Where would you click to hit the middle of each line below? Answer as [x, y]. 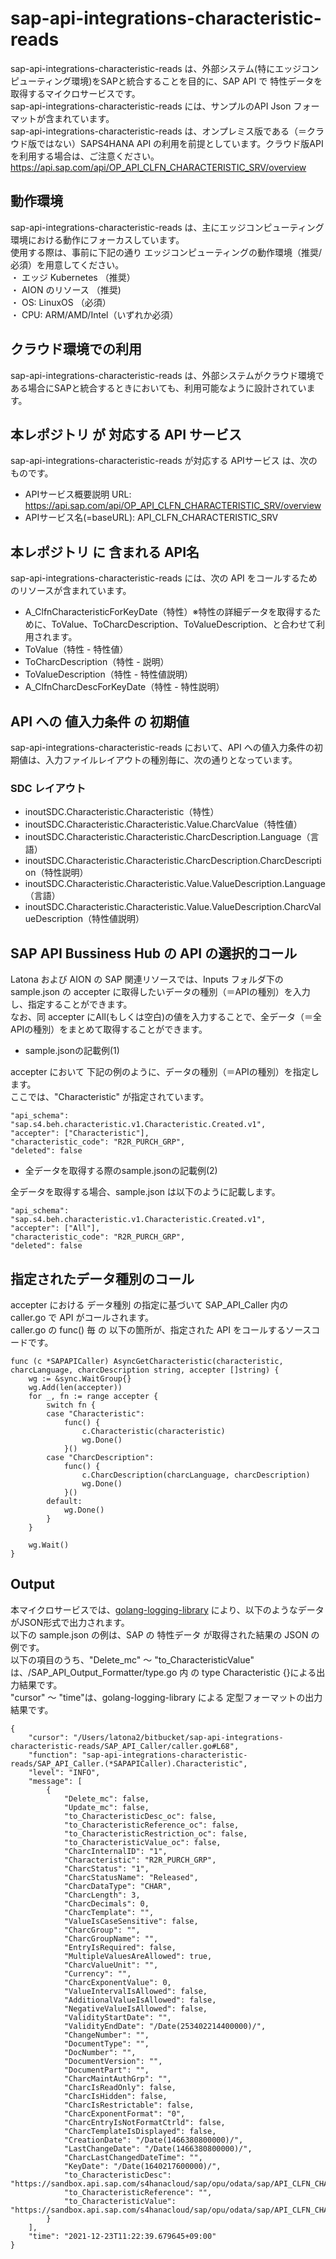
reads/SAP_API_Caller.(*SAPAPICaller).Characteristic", [129, 1763]
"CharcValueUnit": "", [111, 1965]
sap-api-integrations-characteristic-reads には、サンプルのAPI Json [151, 106]
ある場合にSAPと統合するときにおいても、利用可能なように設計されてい [158, 388]
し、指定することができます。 [71, 1004]
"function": [53, 1755]
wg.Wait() [49, 1545]
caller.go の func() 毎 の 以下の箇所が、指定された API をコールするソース [161, 1329]
